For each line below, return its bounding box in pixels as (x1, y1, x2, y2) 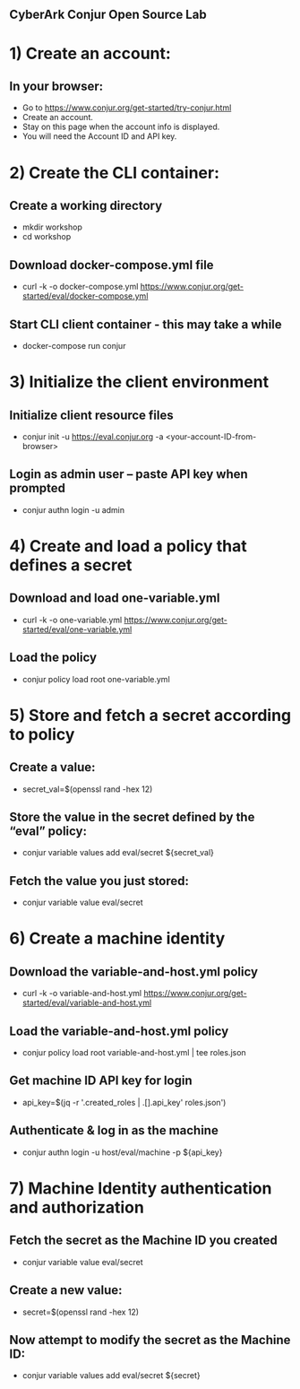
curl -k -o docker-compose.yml (21, 282, 139, 292)
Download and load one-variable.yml (9, 591, 220, 606)
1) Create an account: (9, 43, 172, 64)
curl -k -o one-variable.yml (21, 614, 123, 625)
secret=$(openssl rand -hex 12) (21, 1307, 140, 1317)
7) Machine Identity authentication (9, 1178, 272, 1198)
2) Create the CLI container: (9, 162, 220, 183)
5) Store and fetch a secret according (9, 705, 292, 725)
